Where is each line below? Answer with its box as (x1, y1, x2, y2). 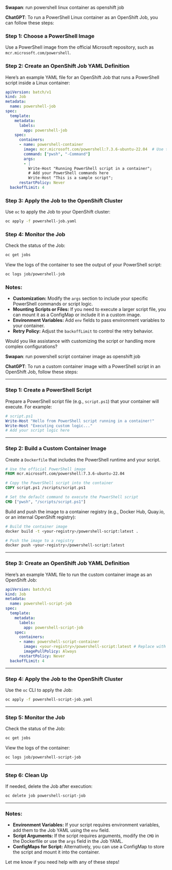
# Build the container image (5, 524, 68, 529)
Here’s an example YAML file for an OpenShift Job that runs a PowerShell (5, 74, 160, 80)
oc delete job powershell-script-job (5, 793, 86, 799)
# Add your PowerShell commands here (28, 170, 109, 176)
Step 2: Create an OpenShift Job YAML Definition (5, 63, 130, 70)
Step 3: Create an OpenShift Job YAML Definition (5, 559, 130, 567)
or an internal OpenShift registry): (5, 514, 76, 520)
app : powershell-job (24, 128, 68, 133)
